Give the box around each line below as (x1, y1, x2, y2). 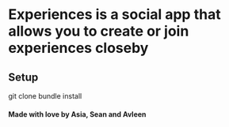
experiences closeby (8, 39, 149, 57)
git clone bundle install (8, 92, 82, 100)
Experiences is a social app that (8, 6, 221, 24)
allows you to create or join (8, 22, 189, 40)
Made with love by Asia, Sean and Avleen (8, 109, 147, 119)
